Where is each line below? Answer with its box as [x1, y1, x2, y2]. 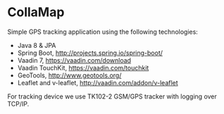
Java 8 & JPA [17, 41, 56, 49]
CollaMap [7, 4, 65, 20]
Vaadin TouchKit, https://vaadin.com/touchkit [17, 63, 149, 72]
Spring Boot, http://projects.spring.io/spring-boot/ [17, 49, 163, 57]
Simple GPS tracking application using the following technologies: [7, 27, 199, 36]
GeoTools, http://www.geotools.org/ [17, 71, 122, 80]
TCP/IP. [7, 99, 30, 108]
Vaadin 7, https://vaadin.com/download [17, 56, 132, 64]
